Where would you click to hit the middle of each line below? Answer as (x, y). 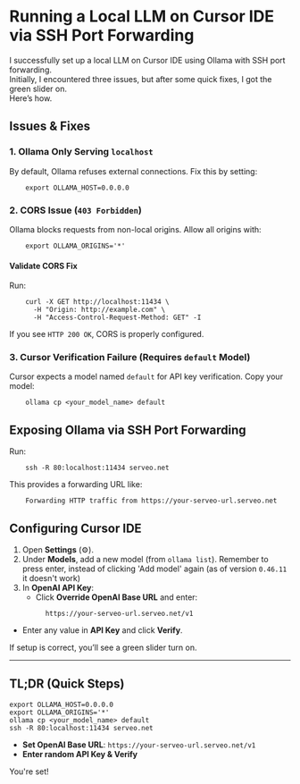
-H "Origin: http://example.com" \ (99, 310)
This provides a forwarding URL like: (76, 485)
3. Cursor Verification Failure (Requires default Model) (130, 358)
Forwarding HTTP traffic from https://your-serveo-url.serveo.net (151, 501)
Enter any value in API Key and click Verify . (102, 630)
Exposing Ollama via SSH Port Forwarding (128, 430)
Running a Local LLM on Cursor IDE (142, 17)
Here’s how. (31, 98)
